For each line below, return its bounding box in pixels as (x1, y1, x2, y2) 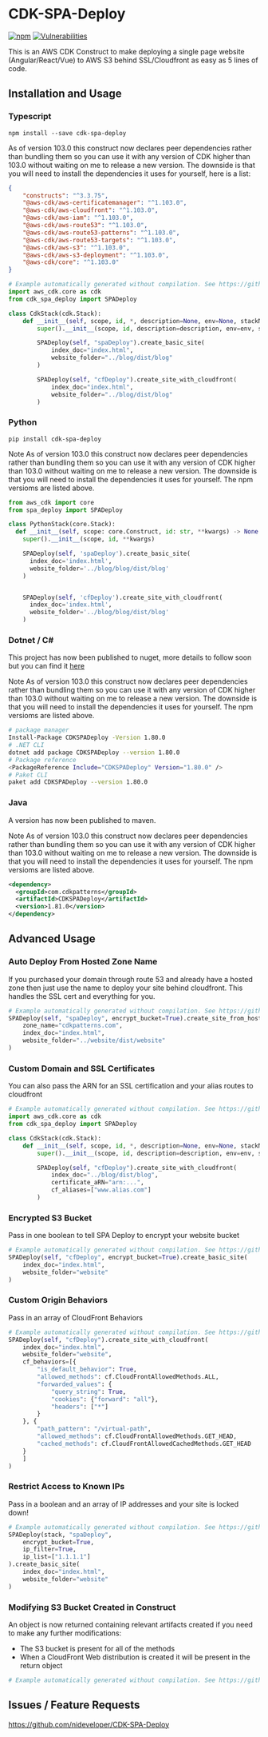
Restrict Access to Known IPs (8, 1481, 125, 1492)
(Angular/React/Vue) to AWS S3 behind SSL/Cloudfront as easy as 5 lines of (8, 55, 258, 65)
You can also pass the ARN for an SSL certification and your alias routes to (8, 1081, 254, 1091)
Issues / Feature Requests (8, 1699, 140, 1712)
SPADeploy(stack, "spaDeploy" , (8, 1531, 112, 1539)
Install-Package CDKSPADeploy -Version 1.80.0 (8, 733, 166, 742)
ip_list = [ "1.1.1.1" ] (22, 1553, 91, 1561)
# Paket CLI (8, 771, 48, 779)
